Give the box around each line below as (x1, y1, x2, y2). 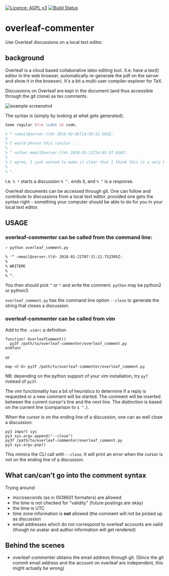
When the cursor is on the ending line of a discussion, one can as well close (5, 414, 162, 420)
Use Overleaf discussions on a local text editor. (5, 39, 103, 45)
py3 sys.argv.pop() (5, 442, 46, 447)
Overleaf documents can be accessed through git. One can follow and (5, 188, 151, 194)
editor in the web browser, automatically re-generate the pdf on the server (5, 72, 159, 78)
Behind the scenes (5, 541, 65, 550)
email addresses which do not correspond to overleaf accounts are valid (12, 521, 163, 527)
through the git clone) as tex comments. (5, 93, 88, 99)
